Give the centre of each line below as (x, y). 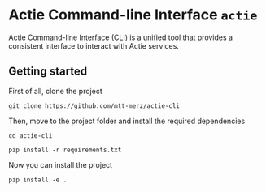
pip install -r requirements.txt (65, 150)
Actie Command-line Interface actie (133, 15)
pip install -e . (38, 180)
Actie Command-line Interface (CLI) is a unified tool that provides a (121, 37)
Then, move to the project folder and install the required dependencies (127, 121)
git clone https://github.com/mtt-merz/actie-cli (94, 106)
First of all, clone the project (56, 91)
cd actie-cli (31, 135)
